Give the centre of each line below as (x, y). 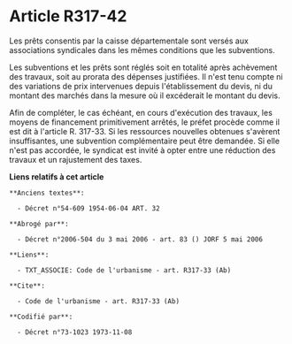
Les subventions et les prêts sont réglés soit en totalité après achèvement (143, 67)
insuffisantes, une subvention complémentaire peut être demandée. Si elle (145, 141)
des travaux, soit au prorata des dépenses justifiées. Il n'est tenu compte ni (146, 76)
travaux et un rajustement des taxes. (76, 159)
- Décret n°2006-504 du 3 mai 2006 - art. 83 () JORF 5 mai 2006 (140, 239)
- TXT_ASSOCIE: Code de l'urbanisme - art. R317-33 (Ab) (124, 270)
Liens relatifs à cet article (57, 176)
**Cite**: (27, 286)
